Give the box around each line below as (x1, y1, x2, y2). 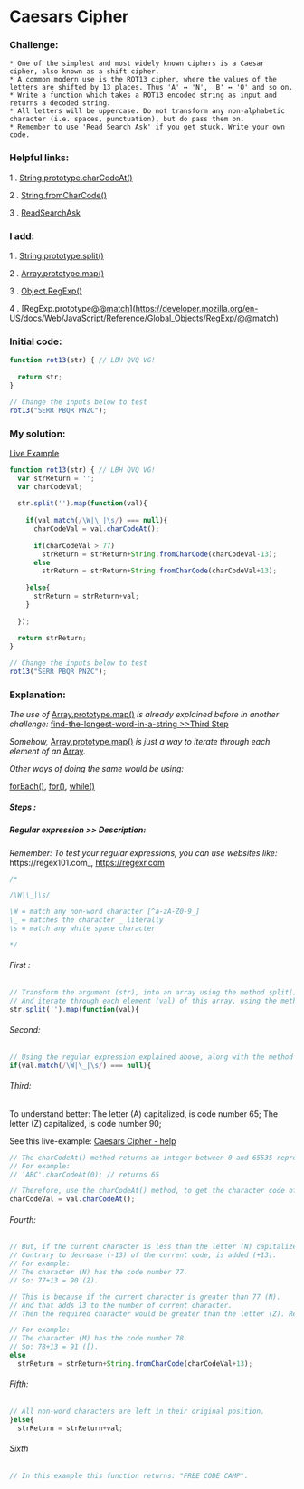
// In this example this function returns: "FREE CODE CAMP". (9, 1471, 249, 1480)
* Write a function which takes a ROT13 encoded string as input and (9, 91, 278, 101)
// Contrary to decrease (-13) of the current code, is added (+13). (9, 1251, 278, 1260)
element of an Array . (9, 745, 86, 757)
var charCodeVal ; (17, 482, 83, 491)
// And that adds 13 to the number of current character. (9, 1301, 233, 1310)
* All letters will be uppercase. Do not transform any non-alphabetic (9, 107, 285, 116)
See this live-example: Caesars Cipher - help (9, 1135, 176, 1147)
